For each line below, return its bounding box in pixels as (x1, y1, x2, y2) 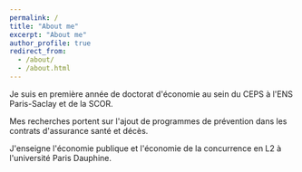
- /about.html (17, 64, 71, 73)
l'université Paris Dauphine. (9, 152, 112, 163)
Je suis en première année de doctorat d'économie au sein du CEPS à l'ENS (9, 88, 293, 100)
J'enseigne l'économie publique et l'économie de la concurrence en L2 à (9, 142, 282, 154)
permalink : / (9, 13, 59, 23)
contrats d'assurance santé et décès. (9, 125, 149, 136)
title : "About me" (9, 22, 79, 31)
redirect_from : (9, 47, 67, 56)
